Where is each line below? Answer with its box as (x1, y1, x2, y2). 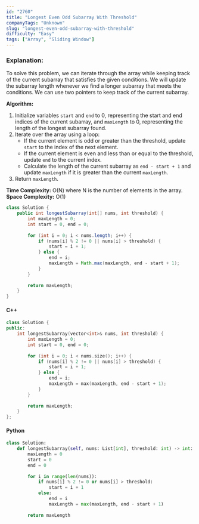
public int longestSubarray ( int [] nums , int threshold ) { (17, 210, 164, 217)
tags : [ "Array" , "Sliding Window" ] (6, 36, 95, 42)
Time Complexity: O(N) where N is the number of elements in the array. (6, 187, 183, 194)
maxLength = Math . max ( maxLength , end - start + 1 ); (48, 260, 180, 266)
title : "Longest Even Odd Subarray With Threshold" (6, 14, 137, 20)
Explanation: (6, 56, 43, 64)
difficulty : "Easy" (6, 31, 55, 37)
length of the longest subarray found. (14, 125, 107, 132)
